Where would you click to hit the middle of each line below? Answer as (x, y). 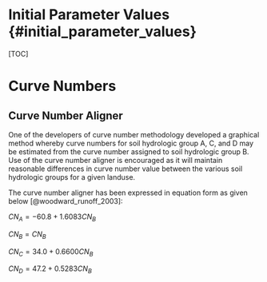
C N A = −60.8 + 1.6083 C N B (52, 217)
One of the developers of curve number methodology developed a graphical (134, 134)
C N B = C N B (27, 235)
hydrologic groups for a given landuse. (72, 177)
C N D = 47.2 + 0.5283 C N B (50, 270)
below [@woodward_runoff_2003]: (66, 201)
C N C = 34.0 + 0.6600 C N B (51, 252)
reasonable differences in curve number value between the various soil (126, 169)
